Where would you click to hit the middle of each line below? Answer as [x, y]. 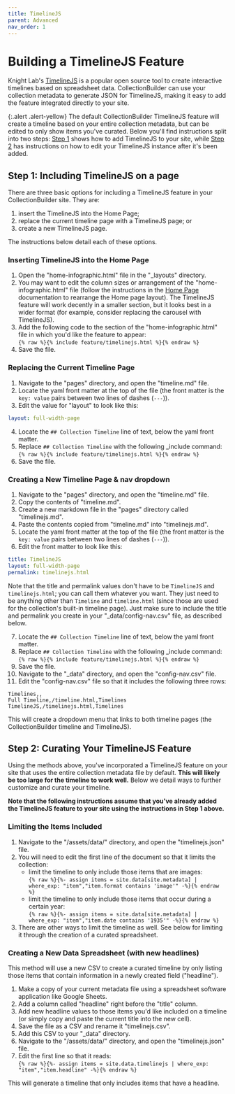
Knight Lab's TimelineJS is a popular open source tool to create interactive [115, 80]
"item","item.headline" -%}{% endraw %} [77, 1070]
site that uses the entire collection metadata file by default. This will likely [114, 773]
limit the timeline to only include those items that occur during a [120, 899]
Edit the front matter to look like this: [70, 546]
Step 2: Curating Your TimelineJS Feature [100, 748]
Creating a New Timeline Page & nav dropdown [89, 479]
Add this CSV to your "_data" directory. [74, 1033]
